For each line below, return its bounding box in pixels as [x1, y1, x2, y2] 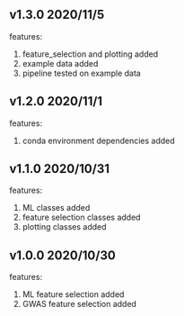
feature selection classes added [22, 212, 141, 223]
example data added [22, 58, 99, 68]
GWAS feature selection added [22, 299, 137, 310]
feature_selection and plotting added [22, 49, 159, 59]
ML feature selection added [22, 289, 125, 300]
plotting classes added [22, 221, 107, 232]
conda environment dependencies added [22, 135, 175, 146]
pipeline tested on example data [22, 68, 141, 78]
